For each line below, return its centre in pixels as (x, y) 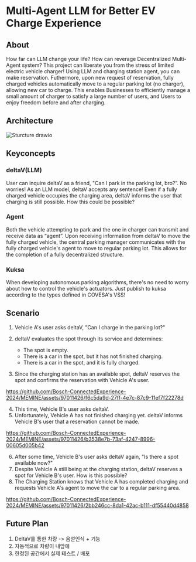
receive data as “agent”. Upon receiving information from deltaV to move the (98, 236)
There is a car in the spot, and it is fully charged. (82, 362)
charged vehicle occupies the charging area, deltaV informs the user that (94, 195)
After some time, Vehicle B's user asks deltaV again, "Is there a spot (96, 457)
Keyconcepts (31, 154)
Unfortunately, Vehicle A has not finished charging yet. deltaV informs (99, 415)
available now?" (34, 463)
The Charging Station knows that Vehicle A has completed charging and (101, 481)
